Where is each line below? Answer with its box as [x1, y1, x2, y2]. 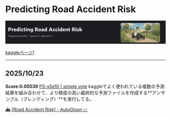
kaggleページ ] [5, 49, 35, 55]
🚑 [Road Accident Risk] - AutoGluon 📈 [5, 106, 88, 112]
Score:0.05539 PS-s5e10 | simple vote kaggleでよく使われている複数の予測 [5, 83, 165, 89]
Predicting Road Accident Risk [5, 4, 136, 15]
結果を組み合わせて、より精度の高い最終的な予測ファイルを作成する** [5, 90, 153, 96]
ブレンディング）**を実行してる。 [22, 96, 94, 102]
